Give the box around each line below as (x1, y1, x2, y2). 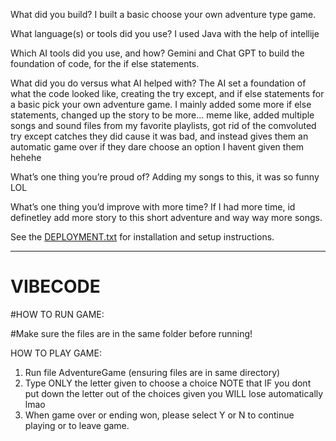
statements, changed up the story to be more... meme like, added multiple (10, 109, 315, 121)
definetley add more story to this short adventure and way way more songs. (10, 212, 323, 223)
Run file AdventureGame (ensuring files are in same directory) (24, 366, 281, 378)
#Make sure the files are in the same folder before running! (10, 327, 253, 339)
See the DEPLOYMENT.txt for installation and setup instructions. (10, 231, 275, 243)
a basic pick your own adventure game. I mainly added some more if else (10, 99, 312, 110)
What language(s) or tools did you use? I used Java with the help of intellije (10, 28, 320, 39)
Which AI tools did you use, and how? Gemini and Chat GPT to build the (10, 47, 305, 59)
